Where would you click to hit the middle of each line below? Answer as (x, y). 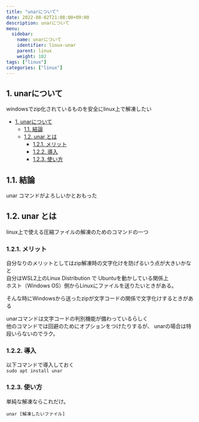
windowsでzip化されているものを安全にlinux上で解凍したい (79, 109)
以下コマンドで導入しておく (40, 365)
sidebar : (22, 34)
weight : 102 (32, 56)
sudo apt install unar (34, 371)
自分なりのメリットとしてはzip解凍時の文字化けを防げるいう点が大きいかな (99, 263)
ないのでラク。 (40, 334)
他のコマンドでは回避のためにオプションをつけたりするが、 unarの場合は (96, 326)
